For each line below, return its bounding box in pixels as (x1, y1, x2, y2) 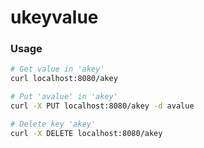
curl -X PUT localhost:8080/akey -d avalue (10, 101, 195, 111)
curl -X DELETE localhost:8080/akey (10, 128, 163, 138)
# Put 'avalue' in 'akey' (10, 92, 118, 102)
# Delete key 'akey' (10, 119, 97, 129)
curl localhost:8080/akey (10, 74, 118, 84)
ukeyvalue (10, 6, 99, 29)
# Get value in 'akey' (10, 64, 105, 75)
